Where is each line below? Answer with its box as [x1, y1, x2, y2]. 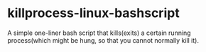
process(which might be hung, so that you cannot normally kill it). [7, 36, 199, 44]
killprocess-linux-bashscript [7, 5, 180, 21]
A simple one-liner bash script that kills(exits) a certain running [7, 28, 191, 37]
